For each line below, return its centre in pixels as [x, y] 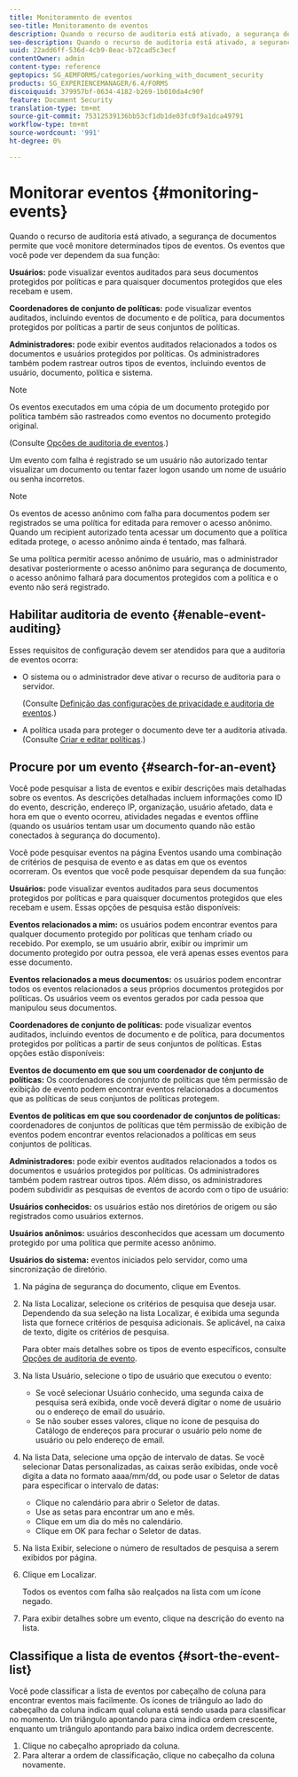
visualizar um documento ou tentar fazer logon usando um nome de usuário [148, 469]
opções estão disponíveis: [57, 1053]
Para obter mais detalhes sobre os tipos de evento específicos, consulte [154, 1350]
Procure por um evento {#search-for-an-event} [143, 767]
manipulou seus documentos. [63, 1008]
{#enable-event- [219, 615]
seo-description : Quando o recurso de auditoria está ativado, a [132, 42]
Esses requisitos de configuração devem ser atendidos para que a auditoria [147, 650]
